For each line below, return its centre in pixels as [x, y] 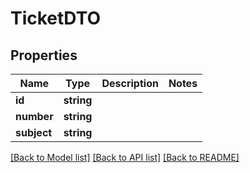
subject [34, 132]
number [34, 116]
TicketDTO [56, 18]
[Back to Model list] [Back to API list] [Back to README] [125, 157]
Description [130, 83]
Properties [44, 55]
